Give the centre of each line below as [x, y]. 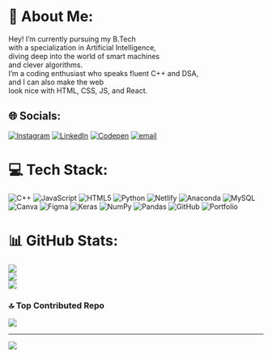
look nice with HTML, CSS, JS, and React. [78, 90]
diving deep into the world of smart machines [84, 56]
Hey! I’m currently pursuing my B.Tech [72, 39]
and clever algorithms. [46, 65]
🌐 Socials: [35, 116]
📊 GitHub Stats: [64, 240]
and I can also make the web [56, 82]
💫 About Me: [51, 17]
